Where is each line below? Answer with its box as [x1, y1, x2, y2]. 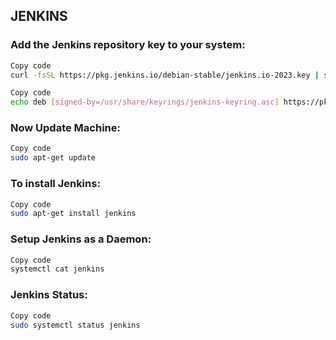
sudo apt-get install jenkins [10, 209, 137, 219]
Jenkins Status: [10, 288, 88, 302]
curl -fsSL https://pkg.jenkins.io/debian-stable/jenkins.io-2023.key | [10, 70, 320, 80]
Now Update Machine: [10, 121, 121, 135]
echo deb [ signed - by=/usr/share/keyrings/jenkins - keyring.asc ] [10, 97, 280, 108]
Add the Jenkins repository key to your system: [10, 38, 246, 52]
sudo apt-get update [10, 153, 97, 163]
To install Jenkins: [10, 177, 101, 191]
